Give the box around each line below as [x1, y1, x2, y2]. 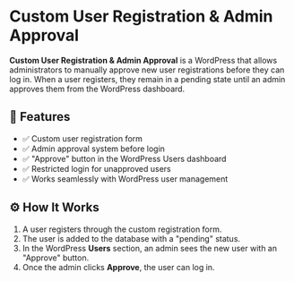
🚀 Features [9, 109, 71, 124]
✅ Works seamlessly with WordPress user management [22, 173, 229, 184]
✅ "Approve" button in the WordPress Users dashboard [22, 153, 227, 164]
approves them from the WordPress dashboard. [9, 83, 186, 94]
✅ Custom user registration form [22, 132, 143, 144]
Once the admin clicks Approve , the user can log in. [22, 261, 215, 272]
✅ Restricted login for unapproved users [22, 163, 172, 174]
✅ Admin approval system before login [22, 143, 166, 154]
